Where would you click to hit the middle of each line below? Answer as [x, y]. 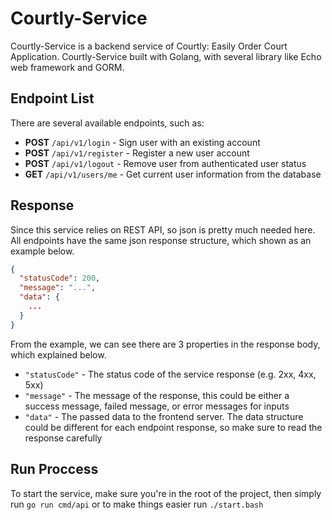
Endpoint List [52, 98]
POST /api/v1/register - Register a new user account [137, 153]
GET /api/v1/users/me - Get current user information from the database [173, 174]
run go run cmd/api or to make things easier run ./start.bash [137, 504]
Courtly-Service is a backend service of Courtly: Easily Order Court [149, 46]
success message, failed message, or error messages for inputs [157, 406]
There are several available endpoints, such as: [107, 123]
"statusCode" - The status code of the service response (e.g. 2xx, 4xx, [170, 374]
